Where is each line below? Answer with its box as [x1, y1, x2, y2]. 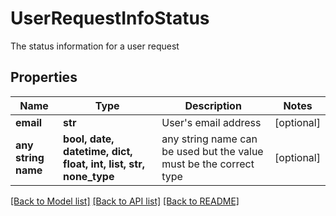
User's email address [161, 115, 262, 129]
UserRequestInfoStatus [10, 7, 210, 30]
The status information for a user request [10, 40, 180, 52]
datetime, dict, [63, 144, 133, 158]
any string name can [161, 132, 258, 146]
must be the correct [161, 157, 255, 171]
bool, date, [63, 132, 115, 146]
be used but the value [161, 144, 264, 158]
